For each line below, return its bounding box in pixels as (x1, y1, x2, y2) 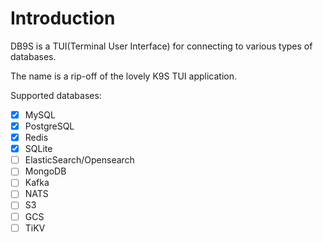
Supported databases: (10, 89, 102, 101)
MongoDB (24, 165, 67, 177)
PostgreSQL (24, 120, 75, 132)
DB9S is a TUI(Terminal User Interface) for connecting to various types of (10, 40, 313, 52)
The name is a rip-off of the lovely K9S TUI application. (10, 70, 238, 82)
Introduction (10, 7, 116, 30)
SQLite (24, 143, 53, 155)
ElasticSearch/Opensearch (24, 154, 135, 166)
